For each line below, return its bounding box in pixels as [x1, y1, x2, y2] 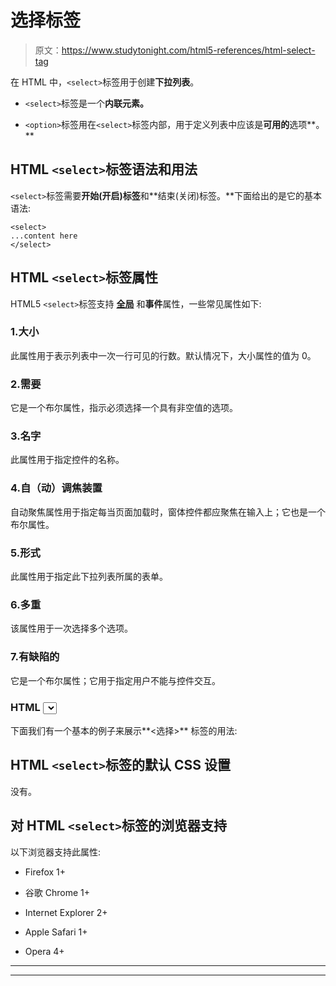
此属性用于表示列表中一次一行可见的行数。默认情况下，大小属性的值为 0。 [10, 349, 317, 361]
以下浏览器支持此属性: [10, 846, 102, 858]
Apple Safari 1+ [24, 926, 88, 938]
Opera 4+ [24, 945, 65, 957]
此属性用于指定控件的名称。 [10, 454, 125, 466]
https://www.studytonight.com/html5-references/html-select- [61, 44, 316, 56]
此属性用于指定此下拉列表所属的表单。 [10, 571, 168, 583]
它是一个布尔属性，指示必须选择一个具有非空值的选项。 [10, 402, 238, 414]
